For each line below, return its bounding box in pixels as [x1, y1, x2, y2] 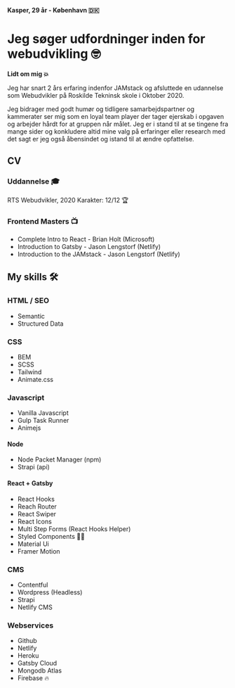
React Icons [17, 517, 53, 525]
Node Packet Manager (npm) [17, 455, 102, 464]
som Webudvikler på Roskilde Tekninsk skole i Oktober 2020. [7, 91, 184, 99]
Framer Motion [17, 547, 61, 555]
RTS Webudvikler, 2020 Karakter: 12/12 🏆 [7, 196, 129, 204]
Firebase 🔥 [17, 674, 49, 682]
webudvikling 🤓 [7, 46, 101, 62]
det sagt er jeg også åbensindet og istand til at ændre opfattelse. [7, 134, 194, 143]
